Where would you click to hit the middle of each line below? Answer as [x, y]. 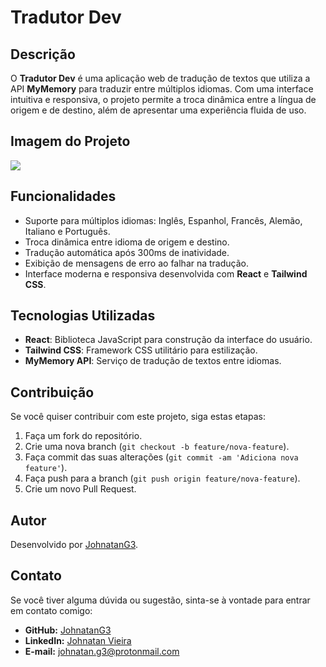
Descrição [43, 54]
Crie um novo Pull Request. [80, 489]
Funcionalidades [63, 196]
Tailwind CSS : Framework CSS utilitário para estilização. [141, 350]
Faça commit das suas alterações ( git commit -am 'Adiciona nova [161, 457]
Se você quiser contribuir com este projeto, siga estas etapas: [138, 417]
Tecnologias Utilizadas [83, 316]
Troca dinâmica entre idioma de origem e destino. [127, 242]
